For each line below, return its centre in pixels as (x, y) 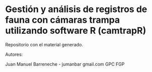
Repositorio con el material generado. (44, 44)
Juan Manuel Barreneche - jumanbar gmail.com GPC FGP (65, 64)
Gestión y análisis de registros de (76, 9)
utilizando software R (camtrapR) (76, 31)
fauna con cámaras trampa (62, 20)
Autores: (14, 54)
